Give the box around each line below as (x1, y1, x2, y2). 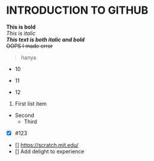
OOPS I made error (6, 42, 53, 49)
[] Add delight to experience (14, 148, 84, 155)
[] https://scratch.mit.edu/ (14, 141, 79, 148)
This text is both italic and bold (6, 36, 85, 43)
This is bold (6, 23, 36, 30)
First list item (14, 100, 47, 107)
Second (14, 112, 35, 119)
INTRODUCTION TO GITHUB (6, 4, 149, 17)
